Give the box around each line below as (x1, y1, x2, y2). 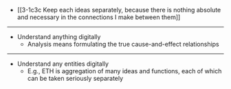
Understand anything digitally (16, 33, 101, 40)
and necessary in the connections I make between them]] (16, 13, 181, 21)
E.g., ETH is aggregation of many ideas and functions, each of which (27, 67, 222, 75)
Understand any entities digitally (16, 60, 109, 68)
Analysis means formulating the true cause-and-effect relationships (27, 40, 220, 48)
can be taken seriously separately (27, 75, 124, 82)
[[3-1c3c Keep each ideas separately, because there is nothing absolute (16, 6, 221, 14)
